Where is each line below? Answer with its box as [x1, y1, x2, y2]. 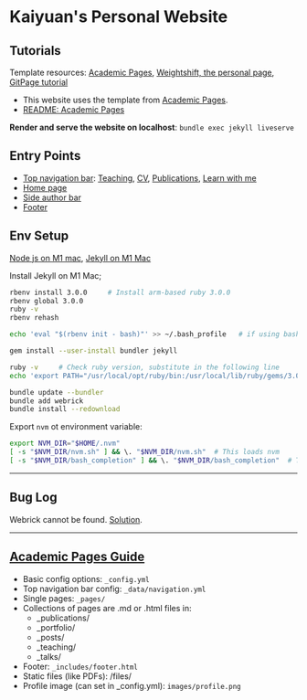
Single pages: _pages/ [22, 592, 106, 604]
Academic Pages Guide [9, 549, 145, 565]
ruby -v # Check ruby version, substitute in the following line [9, 363, 281, 372]
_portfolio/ [36, 621, 76, 632]
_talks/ [36, 651, 61, 662]
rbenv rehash [9, 313, 59, 323]
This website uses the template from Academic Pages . [22, 94, 228, 105]
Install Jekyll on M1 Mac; [9, 270, 102, 281]
